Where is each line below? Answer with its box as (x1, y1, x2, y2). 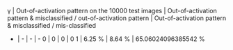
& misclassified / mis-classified (7, 22, 96, 29)
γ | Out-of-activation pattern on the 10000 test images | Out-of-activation (7, 7, 217, 15)
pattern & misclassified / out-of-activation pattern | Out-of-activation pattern (7, 14, 227, 22)
